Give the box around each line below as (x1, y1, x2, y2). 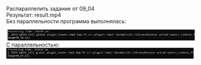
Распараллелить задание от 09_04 (6, 5, 95, 12)
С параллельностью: (6, 41, 60, 48)
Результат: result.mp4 (6, 11, 62, 18)
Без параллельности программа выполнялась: (6, 18, 127, 24)
